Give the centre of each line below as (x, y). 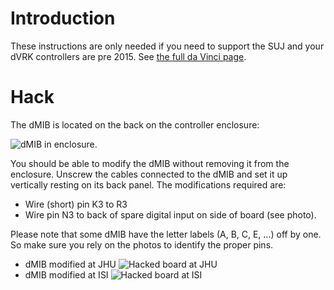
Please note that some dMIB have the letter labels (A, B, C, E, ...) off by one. (166, 234)
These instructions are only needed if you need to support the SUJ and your (167, 46)
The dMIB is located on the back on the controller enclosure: (135, 124)
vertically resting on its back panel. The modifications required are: (148, 184)
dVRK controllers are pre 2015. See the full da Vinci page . (128, 56)
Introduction (63, 18)
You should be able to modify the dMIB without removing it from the (150, 163)
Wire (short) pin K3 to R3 (76, 204)
